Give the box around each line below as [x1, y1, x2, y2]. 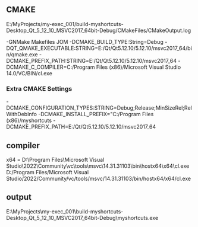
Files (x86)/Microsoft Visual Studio [96, 63, 181, 71]
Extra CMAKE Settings [6, 84, 73, 92]
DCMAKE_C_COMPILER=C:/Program [6, 63, 95, 71]
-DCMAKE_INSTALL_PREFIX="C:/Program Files [38, 111, 154, 118]
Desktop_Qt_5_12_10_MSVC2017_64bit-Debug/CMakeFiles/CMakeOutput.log [6, 27, 191, 34]
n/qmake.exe [6, 50, 38, 58]
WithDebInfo [6, 111, 37, 118]
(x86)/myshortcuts [6, 117, 52, 124]
